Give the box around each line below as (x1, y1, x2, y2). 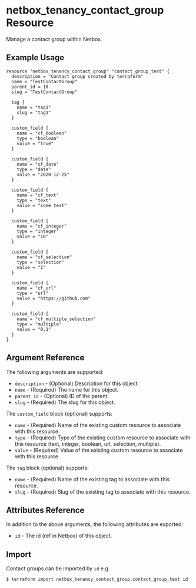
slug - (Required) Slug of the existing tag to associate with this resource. (14, 488, 191, 495)
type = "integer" (16, 228, 59, 234)
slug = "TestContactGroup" (11, 89, 78, 95)
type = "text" (16, 197, 51, 203)
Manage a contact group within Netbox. (6, 35, 102, 42)
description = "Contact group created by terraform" (11, 73, 144, 80)
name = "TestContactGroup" (11, 78, 78, 84)
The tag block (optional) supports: (6, 464, 89, 471)
